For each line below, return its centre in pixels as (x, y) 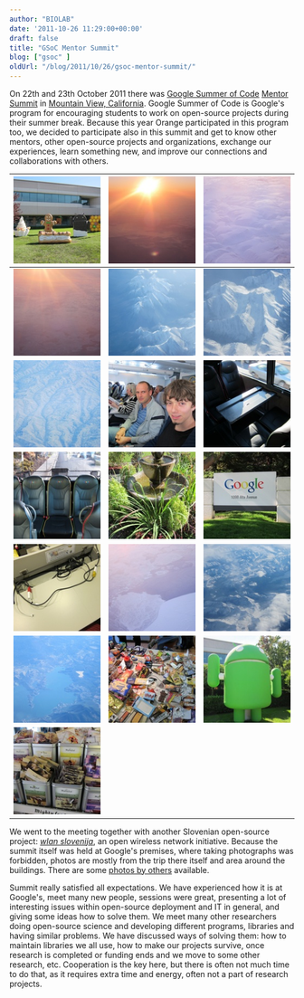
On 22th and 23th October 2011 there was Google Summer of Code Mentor (149, 94)
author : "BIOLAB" (42, 19)
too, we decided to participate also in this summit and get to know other (143, 132)
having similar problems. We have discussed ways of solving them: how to (148, 936)
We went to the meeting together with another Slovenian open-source (139, 832)
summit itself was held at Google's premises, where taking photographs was (152, 851)
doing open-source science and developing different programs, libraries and (152, 926)
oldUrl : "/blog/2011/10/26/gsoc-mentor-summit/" (103, 67)
